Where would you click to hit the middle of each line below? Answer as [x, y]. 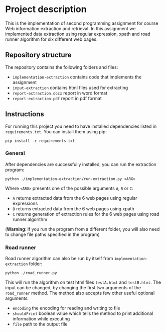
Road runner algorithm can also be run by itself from [59, 259]
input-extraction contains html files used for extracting [70, 88]
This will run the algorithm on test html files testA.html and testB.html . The [83, 282]
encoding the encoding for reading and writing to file [66, 308]
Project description [46, 9]
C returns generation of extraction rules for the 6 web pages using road [86, 214]
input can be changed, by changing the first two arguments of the [73, 288]
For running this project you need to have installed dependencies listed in [81, 126]
